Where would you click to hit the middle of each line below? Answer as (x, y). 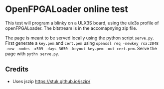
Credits (17, 69)
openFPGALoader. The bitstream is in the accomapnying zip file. (71, 28)
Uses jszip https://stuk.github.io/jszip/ (51, 81)
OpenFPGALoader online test (67, 9)
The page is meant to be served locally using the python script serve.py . (80, 38)
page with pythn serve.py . (32, 54)
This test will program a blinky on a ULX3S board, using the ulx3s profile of (82, 23)
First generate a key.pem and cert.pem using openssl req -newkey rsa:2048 (82, 43)
